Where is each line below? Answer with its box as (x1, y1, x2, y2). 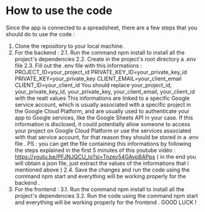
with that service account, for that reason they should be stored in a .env (14, 133, 199, 141)
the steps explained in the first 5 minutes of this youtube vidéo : (14, 146, 176, 154)
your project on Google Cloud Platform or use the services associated (14, 127, 191, 134)
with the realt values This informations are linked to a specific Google (14, 94, 190, 102)
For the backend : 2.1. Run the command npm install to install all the (14, 48, 185, 56)
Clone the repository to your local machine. (14, 42, 124, 50)
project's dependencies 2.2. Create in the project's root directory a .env (14, 55, 196, 62)
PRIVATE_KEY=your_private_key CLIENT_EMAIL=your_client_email (14, 75, 182, 82)
